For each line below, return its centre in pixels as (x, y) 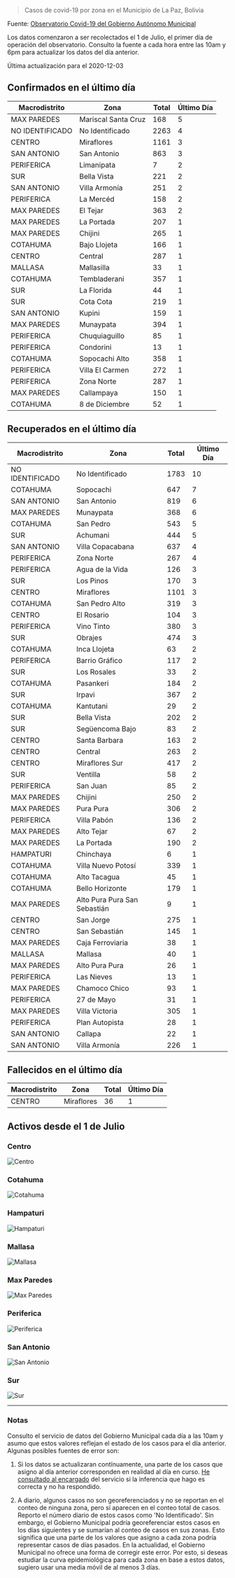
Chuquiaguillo (102, 336)
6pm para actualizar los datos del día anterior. (73, 52)
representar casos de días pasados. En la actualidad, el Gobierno (111, 1544)
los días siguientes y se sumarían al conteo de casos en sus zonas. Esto (121, 1530)
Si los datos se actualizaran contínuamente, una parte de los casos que (120, 1464)
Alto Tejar (92, 831)
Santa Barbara (100, 740)
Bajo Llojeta (98, 245)
